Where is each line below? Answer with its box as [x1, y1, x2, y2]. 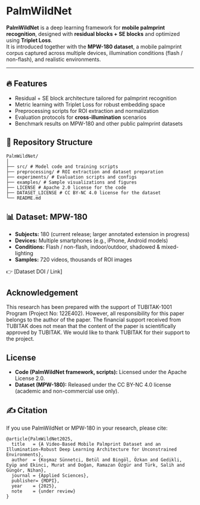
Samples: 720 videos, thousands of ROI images [14, 256, 132, 264]
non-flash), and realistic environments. [6, 56, 101, 63]
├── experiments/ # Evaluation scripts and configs [6, 174, 137, 180]
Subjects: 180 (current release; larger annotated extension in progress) [14, 231, 190, 238]
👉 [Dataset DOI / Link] [6, 268, 62, 276]
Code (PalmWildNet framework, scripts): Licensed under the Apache [14, 369, 187, 375]
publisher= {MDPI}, [11, 478, 60, 483]
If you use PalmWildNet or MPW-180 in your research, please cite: [6, 424, 168, 431]
